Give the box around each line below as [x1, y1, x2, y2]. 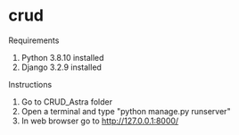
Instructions [8, 79, 53, 89]
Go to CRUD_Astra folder [21, 96, 113, 107]
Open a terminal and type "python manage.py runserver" [21, 105, 231, 116]
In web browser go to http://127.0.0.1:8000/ [21, 115, 179, 126]
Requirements [8, 35, 60, 46]
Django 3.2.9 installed [21, 62, 102, 72]
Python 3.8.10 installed [21, 52, 104, 63]
